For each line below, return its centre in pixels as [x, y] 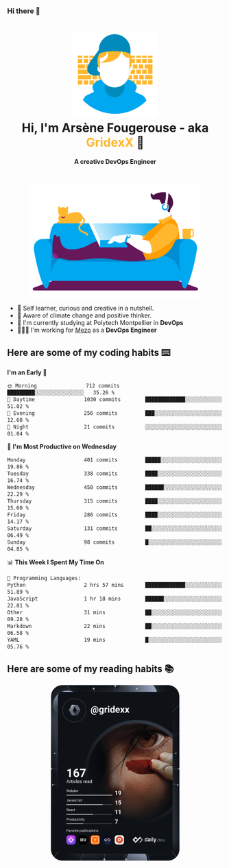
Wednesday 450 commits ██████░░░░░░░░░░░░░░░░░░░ [115, 487]
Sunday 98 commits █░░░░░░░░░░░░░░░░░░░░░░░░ [115, 542]
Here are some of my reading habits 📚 [91, 669]
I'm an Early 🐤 [27, 372]
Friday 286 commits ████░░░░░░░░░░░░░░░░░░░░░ [115, 515]
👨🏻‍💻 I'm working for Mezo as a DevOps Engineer [87, 330]
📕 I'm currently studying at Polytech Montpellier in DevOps [100, 323]
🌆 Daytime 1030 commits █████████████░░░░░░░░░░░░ [115, 400]
